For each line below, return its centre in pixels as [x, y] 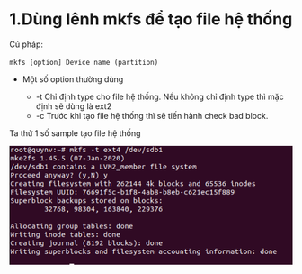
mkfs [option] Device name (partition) [84, 62]
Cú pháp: [26, 44]
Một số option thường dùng [73, 79]
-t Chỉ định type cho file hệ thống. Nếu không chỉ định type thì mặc [160, 96]
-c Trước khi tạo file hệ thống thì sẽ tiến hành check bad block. [152, 115]
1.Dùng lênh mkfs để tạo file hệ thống [151, 19]
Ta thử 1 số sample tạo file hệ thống [75, 133]
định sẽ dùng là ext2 [74, 106]
